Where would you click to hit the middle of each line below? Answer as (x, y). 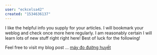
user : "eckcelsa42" (25, 9)
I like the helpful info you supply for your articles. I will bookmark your (74, 27)
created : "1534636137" (28, 14)
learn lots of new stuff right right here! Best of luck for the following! (73, 38)
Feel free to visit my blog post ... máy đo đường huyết (58, 47)
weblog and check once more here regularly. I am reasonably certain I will (78, 33)
